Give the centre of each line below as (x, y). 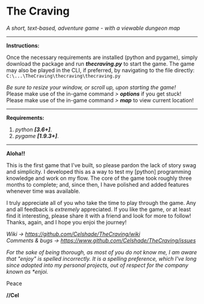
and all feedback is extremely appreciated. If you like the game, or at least (99, 209)
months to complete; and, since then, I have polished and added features (98, 184)
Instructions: (23, 45)
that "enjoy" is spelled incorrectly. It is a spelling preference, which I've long (101, 258)
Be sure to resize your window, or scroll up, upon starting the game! (91, 87)
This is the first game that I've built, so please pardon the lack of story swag (101, 165)
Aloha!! (16, 153)
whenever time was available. (43, 191)
